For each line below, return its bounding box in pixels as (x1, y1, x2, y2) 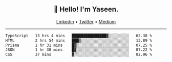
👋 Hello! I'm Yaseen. (53, 5, 119, 14)
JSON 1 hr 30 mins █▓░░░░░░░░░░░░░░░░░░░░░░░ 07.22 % (5, 47, 153, 52)
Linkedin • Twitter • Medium (56, 18, 116, 24)
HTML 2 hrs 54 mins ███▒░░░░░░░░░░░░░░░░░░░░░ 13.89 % (5, 38, 153, 43)
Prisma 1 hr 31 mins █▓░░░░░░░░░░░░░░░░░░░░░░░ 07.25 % (5, 43, 153, 48)
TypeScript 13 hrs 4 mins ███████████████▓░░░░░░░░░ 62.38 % (5, 33, 153, 38)
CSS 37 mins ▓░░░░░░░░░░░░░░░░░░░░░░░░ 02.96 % (5, 52, 153, 57)
